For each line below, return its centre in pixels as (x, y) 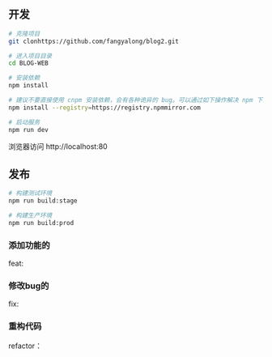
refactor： (25, 346)
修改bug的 (29, 286)
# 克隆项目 (24, 34)
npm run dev (28, 130)
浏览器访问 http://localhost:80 (58, 146)
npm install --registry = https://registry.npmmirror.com (104, 108)
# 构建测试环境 (30, 193)
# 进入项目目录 (30, 56)
